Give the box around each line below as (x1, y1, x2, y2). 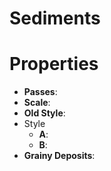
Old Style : (23, 107, 66, 119)
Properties (9, 53, 99, 76)
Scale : (23, 97, 51, 109)
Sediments (9, 7, 101, 30)
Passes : (23, 86, 58, 98)
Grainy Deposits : (23, 150, 96, 162)
